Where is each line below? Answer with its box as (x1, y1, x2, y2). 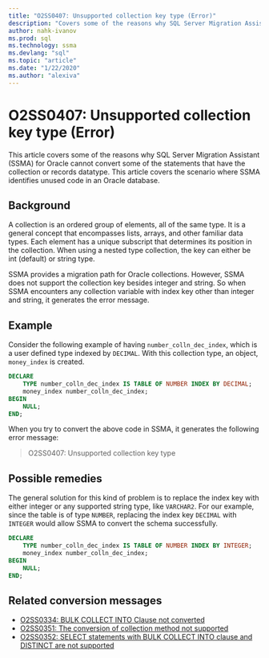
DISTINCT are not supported (19, 640, 114, 651)
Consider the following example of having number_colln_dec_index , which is (8, 340, 258, 349)
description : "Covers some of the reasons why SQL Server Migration (8, 19, 242, 27)
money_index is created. (8, 357, 85, 366)
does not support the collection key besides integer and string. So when (8, 278, 247, 288)
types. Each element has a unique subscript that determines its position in (8, 237, 252, 247)
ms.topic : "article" (8, 57, 78, 65)
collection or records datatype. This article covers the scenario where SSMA (8, 166, 260, 177)
